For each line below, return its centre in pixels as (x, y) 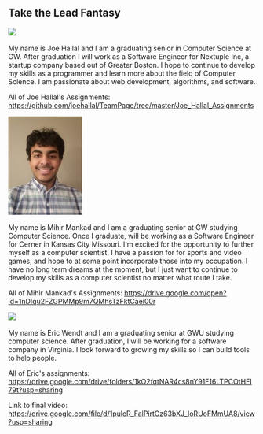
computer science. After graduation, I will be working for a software (117, 341)
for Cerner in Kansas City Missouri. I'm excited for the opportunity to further (131, 244)
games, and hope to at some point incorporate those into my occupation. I (128, 261)
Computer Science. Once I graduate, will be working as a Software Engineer (131, 236)
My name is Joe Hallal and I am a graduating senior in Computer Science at (130, 48)
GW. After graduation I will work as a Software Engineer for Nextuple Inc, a (129, 56)
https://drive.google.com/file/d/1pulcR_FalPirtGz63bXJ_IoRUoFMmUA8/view (131, 414)
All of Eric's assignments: (49, 373)
